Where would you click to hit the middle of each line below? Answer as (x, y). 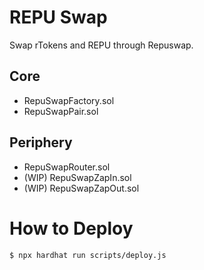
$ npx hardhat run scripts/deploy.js (88, 255)
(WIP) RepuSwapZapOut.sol (81, 188)
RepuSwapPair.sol (61, 111)
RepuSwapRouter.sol (67, 167)
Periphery (41, 142)
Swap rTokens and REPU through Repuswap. (101, 45)
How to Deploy (71, 228)
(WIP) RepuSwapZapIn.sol (77, 177)
